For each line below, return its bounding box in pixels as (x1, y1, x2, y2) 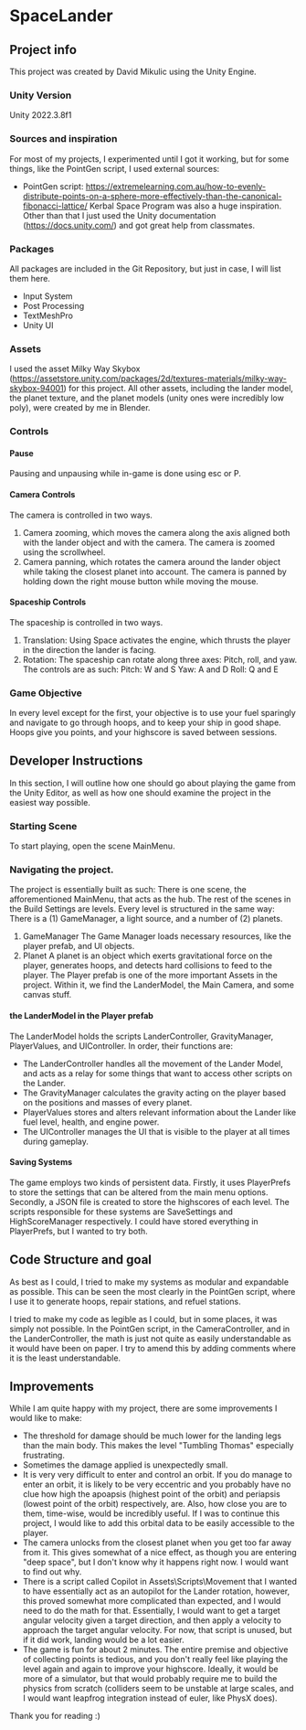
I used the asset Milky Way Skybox (9, 363, 141, 375)
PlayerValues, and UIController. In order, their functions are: (9, 1040, 233, 1052)
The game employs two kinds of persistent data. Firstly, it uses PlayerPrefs (9, 1177, 290, 1188)
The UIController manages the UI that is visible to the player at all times (22, 1126, 290, 1137)
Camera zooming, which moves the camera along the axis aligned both (22, 527, 290, 538)
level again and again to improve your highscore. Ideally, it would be (22, 1663, 279, 1674)
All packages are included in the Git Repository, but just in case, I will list (9, 262, 281, 274)
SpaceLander (9, 5, 113, 27)
